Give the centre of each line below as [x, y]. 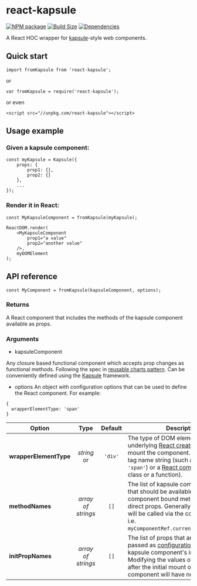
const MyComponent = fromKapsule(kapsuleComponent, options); [84, 290]
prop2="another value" [55, 243]
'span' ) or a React [152, 468]
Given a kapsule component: [48, 148]
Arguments [23, 339]
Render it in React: [33, 205]
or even [15, 102]
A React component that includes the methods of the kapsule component [94, 317]
